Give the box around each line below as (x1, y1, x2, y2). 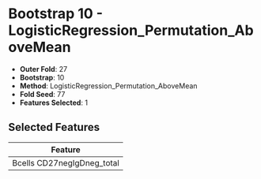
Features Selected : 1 (19, 98, 89, 107)
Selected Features (8, 121, 100, 134)
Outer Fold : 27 (19, 64, 68, 73)
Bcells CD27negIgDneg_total (12, 157, 120, 168)
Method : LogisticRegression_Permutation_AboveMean (19, 80, 198, 91)
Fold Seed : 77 (19, 89, 66, 99)
